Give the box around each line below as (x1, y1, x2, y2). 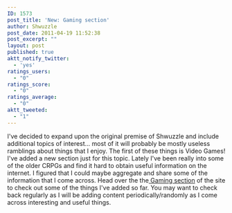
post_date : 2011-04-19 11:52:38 (7, 29, 100, 37)
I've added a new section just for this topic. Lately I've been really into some (7, 154, 224, 163)
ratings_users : (7, 68, 51, 75)
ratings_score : (7, 81, 51, 88)
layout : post (7, 42, 45, 49)
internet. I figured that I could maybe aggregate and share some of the (7, 169, 208, 177)
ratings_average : (7, 94, 57, 101)
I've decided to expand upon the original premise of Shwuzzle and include (7, 132, 220, 140)
